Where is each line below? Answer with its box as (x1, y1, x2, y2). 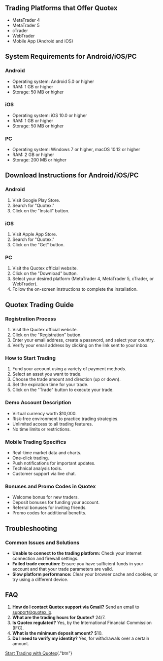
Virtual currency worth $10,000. (12, 410, 77, 416)
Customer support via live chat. (12, 470, 76, 476)
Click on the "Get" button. (12, 242, 65, 248)
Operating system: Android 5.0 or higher (12, 78, 95, 84)
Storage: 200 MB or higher (12, 157, 66, 163)
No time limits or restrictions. (12, 426, 71, 432)
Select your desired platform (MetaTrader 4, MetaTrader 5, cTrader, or (12, 276, 154, 282)
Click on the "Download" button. (12, 271, 78, 276)
